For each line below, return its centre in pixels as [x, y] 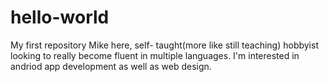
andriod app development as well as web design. [111, 66]
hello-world [60, 17]
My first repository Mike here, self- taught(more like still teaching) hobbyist [164, 45]
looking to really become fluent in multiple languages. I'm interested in [155, 55]
